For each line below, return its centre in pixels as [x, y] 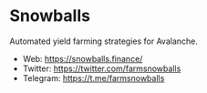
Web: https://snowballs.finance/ [83, 58]
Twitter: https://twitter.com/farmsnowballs [102, 68]
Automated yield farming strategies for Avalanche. [104, 41]
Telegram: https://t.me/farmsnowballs [93, 77]
